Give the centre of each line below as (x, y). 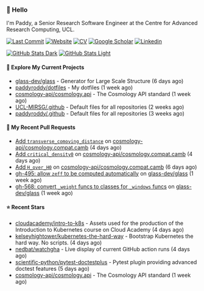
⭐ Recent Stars (26, 207)
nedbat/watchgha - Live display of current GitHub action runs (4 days (102, 249)
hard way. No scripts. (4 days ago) (58, 242)
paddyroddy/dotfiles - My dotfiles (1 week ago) (74, 87)
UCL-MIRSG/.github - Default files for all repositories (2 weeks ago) (100, 107)
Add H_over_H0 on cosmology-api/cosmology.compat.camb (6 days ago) (106, 167)
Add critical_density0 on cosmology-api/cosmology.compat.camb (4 (104, 154)
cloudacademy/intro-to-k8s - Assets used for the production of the (99, 223)
